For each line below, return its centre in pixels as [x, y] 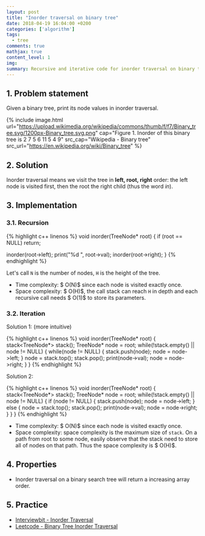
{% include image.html [35, 120]
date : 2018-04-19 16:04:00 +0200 [49, 23]
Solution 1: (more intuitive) [39, 327]
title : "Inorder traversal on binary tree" [63, 18]
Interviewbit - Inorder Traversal [54, 520]
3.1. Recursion [27, 223]
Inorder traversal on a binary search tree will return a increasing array [103, 479]
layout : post [23, 12]
